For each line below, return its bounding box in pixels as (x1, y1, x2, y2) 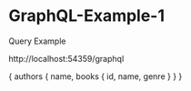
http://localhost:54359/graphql (8, 53, 125, 64)
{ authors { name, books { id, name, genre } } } (8, 70, 183, 82)
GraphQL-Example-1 (8, 5, 166, 26)
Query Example (8, 35, 66, 46)
